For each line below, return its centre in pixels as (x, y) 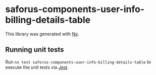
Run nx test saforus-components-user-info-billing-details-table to (78, 62)
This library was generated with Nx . (42, 34)
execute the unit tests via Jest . (37, 67)
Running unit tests (35, 50)
